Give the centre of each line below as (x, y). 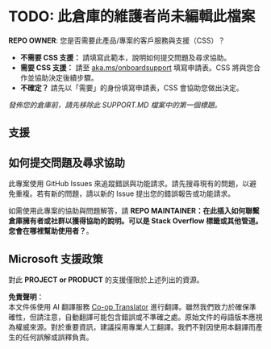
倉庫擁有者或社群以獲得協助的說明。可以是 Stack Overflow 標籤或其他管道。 (135, 221)
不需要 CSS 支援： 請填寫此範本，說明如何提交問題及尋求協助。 (125, 57)
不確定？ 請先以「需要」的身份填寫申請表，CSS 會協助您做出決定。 (131, 87)
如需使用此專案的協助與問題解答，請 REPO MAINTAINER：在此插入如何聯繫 (134, 211)
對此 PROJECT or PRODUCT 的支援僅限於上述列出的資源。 (106, 280)
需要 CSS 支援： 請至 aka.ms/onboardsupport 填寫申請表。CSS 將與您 (137, 67)
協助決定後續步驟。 (66, 77)
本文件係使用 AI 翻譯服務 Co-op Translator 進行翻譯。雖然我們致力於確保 (129, 306)
